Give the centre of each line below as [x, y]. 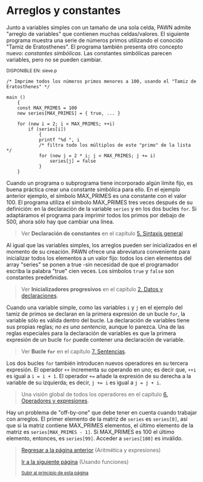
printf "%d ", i [59, 140]
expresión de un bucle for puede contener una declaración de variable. [95, 339]
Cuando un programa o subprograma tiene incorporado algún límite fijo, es [100, 183]
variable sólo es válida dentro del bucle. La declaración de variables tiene [98, 320]
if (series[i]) [47, 129]
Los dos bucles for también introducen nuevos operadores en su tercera [97, 363]
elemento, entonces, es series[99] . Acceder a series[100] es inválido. [95, 438]
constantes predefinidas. [37, 277]
